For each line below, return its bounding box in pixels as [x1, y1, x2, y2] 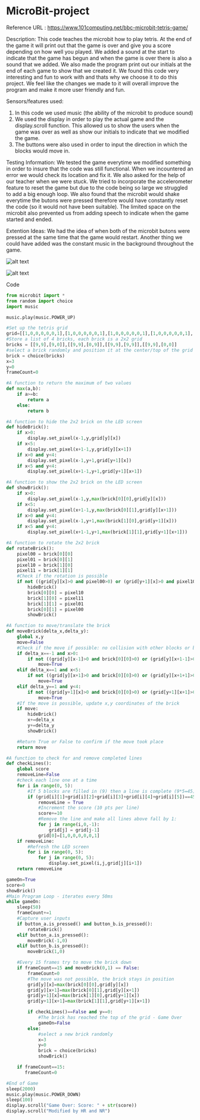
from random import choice [6, 298, 73, 304]
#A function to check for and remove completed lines [6, 755, 143, 761]
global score [17, 766, 49, 772]
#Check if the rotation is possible [17, 573, 108, 579]
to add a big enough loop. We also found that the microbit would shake [6, 190, 180, 197]
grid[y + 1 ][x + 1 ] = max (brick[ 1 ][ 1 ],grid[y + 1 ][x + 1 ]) [27, 998, 151, 1004]
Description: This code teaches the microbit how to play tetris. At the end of [6, 35, 192, 42]
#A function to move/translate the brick [6, 623, 111, 629]
